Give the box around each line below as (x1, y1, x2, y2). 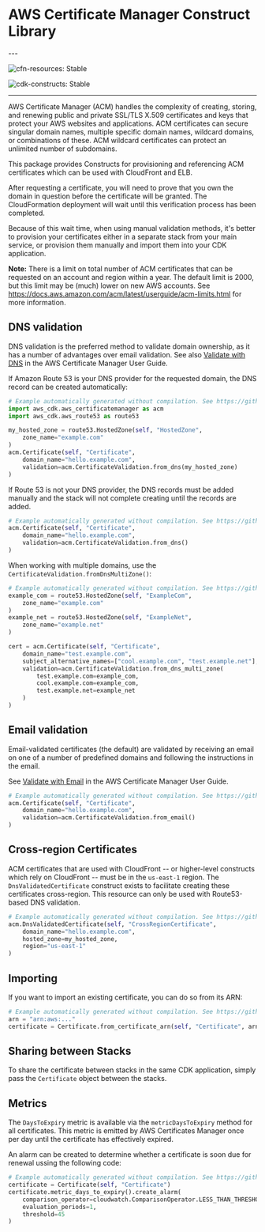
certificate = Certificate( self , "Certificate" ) (8, 1181, 171, 1189)
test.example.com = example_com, (36, 672, 140, 680)
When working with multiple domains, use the (8, 560, 157, 570)
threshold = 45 (22, 1210, 65, 1219)
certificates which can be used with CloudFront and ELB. (8, 168, 193, 177)
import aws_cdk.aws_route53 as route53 (8, 412, 140, 420)
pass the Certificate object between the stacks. (8, 1074, 167, 1083)
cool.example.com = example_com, (36, 679, 140, 687)
